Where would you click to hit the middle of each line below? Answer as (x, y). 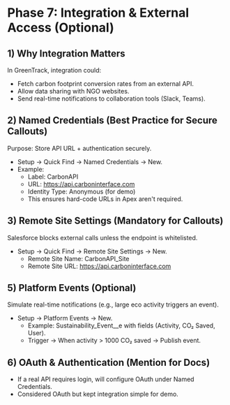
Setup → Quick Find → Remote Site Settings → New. (92, 251)
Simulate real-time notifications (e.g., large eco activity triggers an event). (113, 304)
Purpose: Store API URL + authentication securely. (79, 148)
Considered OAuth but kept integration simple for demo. (98, 394)
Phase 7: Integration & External (98, 13)
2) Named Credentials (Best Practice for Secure (113, 120)
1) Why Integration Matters (66, 53)
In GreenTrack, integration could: (54, 70)
